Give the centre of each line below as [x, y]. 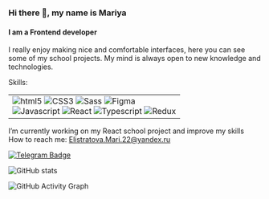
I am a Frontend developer [53, 32]
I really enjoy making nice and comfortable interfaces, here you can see [127, 50]
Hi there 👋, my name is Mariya [67, 13]
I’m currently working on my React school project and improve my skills [126, 131]
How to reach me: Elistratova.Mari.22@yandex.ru [90, 140]
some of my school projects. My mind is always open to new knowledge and [134, 59]
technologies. [31, 67]
